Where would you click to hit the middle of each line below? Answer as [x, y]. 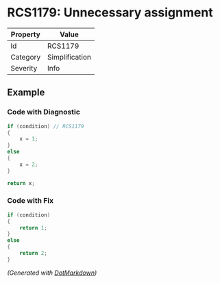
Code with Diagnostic [44, 112]
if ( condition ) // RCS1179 [46, 126]
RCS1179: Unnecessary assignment [110, 13]
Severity [24, 68]
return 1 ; [34, 227]
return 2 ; [34, 254]
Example [26, 93]
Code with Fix [30, 201]
